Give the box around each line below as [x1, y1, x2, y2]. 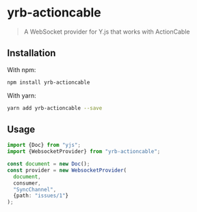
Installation [7, 47, 56, 59]
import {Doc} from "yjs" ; [7, 142, 81, 149]
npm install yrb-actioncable [7, 79, 90, 86]
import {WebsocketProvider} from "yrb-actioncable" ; [7, 148, 161, 155]
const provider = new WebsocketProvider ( [7, 167, 127, 174]
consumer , [13, 180, 41, 187]
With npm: [7, 65, 36, 73]
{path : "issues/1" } [13, 192, 69, 200]
